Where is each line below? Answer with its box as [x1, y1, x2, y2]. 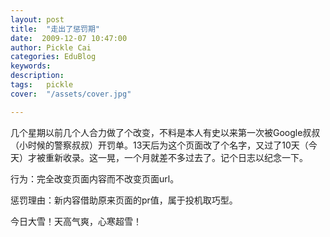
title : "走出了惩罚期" [10, 24, 100, 34]
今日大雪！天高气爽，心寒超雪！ [10, 215, 142, 227]
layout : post [10, 14, 65, 25]
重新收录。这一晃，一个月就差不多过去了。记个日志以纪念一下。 [44, 151, 308, 163]
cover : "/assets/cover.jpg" [10, 89, 132, 99]
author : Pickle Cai [10, 42, 92, 53]
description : [10, 71, 65, 81]
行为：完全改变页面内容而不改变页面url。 [10, 172, 180, 185]
